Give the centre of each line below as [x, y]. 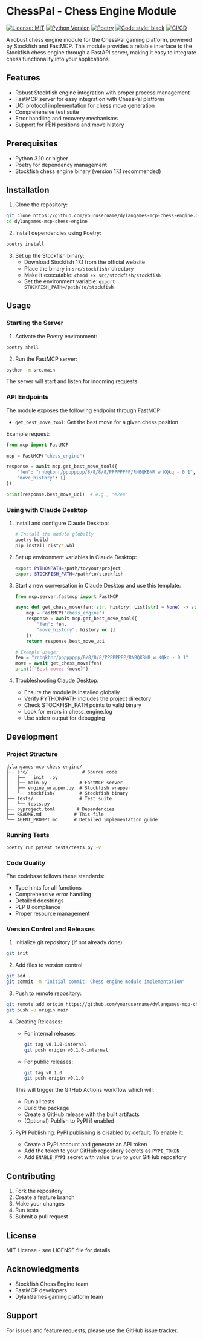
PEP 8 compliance [37, 907]
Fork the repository [39, 1191]
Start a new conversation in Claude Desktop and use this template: [98, 585]
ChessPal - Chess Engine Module [92, 11]
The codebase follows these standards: [55, 876]
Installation [28, 190]
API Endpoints [27, 397]
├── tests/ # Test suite [59, 798]
